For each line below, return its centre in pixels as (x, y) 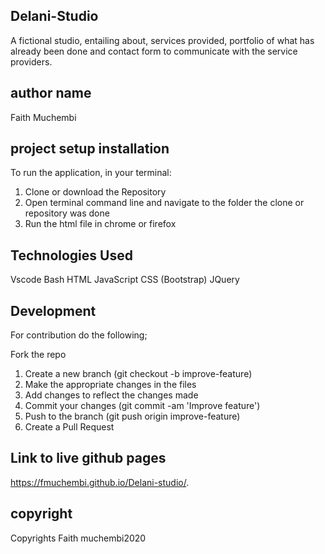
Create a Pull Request (69, 427)
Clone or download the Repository (95, 192)
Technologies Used (71, 255)
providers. (31, 61)
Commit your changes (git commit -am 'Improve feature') (142, 406)
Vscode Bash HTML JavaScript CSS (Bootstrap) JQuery (125, 280)
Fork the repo (38, 355)
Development (53, 310)
